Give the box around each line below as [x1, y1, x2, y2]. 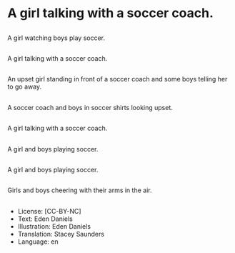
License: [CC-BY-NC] [17, 207, 81, 215]
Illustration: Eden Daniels [17, 222, 91, 230]
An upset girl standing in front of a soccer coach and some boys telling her [7, 75, 228, 84]
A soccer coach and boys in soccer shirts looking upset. [7, 103, 174, 111]
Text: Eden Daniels [17, 214, 73, 223]
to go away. [7, 82, 41, 91]
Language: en [17, 237, 59, 246]
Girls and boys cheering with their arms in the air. [7, 186, 152, 194]
